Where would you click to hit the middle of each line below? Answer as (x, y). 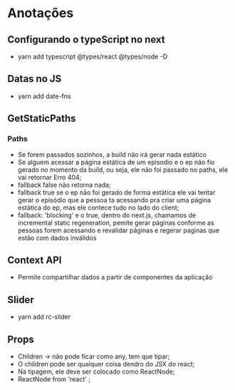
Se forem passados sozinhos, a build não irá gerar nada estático (112, 154)
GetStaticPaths (42, 119)
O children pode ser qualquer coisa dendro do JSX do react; (106, 364)
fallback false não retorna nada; (64, 185)
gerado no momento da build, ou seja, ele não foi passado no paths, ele (123, 170)
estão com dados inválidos (57, 237)
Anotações (41, 13)
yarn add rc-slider (44, 317)
